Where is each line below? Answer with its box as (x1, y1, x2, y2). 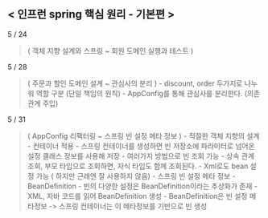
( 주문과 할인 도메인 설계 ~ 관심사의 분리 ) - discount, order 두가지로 (27, 79, 243, 88)
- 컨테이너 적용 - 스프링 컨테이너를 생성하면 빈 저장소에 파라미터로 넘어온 (27, 141, 255, 151)
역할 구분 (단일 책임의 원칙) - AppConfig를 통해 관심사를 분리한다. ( (35, 88, 247, 98)
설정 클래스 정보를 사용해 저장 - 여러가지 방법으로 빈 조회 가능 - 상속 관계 (27, 151, 255, 160)
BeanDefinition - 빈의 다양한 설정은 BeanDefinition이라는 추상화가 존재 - (27, 181, 258, 191)
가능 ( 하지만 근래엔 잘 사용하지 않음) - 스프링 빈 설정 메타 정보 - (35, 171, 236, 180)
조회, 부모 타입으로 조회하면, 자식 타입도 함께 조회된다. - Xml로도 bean (27, 161, 249, 171)
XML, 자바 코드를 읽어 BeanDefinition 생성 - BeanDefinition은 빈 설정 (27, 191, 248, 200)
